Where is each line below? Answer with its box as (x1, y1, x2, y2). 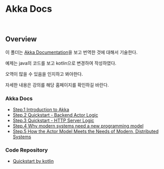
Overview (5, 35, 37, 44)
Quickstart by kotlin (12, 158, 54, 164)
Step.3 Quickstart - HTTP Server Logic (12, 117, 95, 123)
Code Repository (5, 146, 48, 154)
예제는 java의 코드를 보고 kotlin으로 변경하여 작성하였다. (5, 60, 116, 66)
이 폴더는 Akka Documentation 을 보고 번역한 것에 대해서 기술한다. (5, 49, 138, 55)
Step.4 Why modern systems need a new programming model (12, 123, 144, 129)
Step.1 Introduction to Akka (12, 107, 69, 113)
